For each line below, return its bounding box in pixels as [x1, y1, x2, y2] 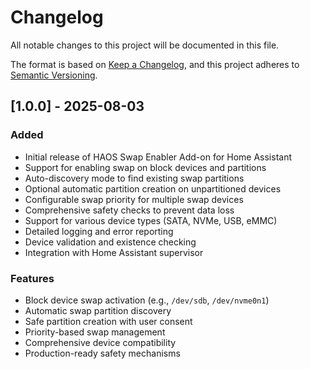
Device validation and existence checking [24, 236, 197, 248]
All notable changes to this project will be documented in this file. [10, 39, 280, 51]
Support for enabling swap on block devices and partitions [24, 161, 267, 173]
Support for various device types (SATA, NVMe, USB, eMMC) [24, 214, 278, 226]
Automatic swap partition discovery [24, 304, 172, 316]
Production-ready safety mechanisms [24, 347, 181, 359]
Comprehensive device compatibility [24, 336, 177, 348]
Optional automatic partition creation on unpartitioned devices [24, 182, 282, 195]
